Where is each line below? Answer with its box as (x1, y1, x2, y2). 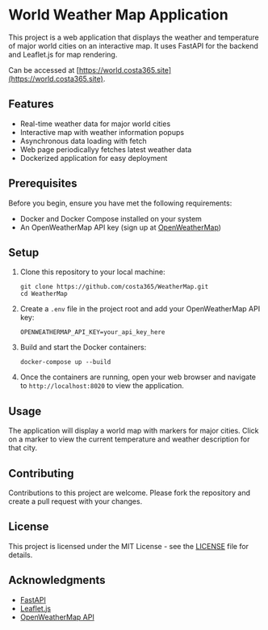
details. (8, 550, 33, 560)
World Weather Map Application (8, 6, 228, 24)
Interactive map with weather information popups (19, 127, 184, 137)
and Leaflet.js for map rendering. (8, 49, 118, 59)
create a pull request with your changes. (8, 497, 143, 506)
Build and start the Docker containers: (19, 342, 147, 353)
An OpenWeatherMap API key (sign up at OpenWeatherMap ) (19, 222, 222, 232)
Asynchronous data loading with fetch (19, 136, 147, 146)
